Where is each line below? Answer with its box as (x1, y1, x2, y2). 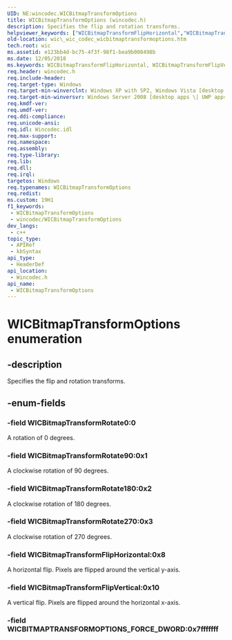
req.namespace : (7, 139, 51, 146)
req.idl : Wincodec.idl (7, 126, 72, 133)
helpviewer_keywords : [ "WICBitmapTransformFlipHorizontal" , (7, 29, 184, 37)
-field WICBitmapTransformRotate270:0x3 (7, 517, 153, 527)
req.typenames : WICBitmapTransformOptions (7, 184, 131, 191)
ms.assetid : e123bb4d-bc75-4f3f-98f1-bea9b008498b (7, 49, 156, 56)
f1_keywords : (7, 203, 45, 210)
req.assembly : (7, 145, 48, 152)
